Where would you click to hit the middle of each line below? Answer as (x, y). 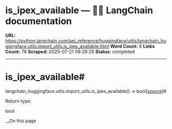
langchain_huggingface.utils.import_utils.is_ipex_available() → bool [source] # (86, 91)
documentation (39, 21)
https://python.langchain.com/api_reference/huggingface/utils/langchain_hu (86, 41)
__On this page (21, 121)
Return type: (18, 101)
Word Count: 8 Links (132, 46)
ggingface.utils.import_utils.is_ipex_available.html (57, 46)
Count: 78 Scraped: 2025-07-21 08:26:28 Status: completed (70, 51)
